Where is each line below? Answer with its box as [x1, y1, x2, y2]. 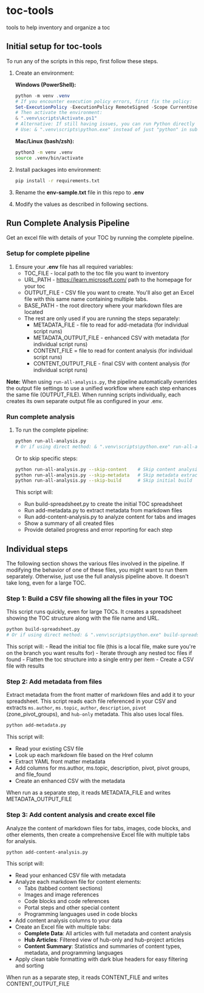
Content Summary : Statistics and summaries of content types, [24, 943, 182, 950]
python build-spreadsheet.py [6, 626, 80, 632]
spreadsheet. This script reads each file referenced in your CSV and [6, 697, 177, 705]
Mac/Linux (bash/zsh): [15, 137, 75, 144]
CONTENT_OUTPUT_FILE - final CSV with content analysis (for [33, 359, 190, 367]
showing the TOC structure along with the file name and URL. [6, 614, 160, 622]
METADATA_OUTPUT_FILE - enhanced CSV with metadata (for [33, 334, 190, 341]
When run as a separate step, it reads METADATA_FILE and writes [6, 789, 171, 796]
